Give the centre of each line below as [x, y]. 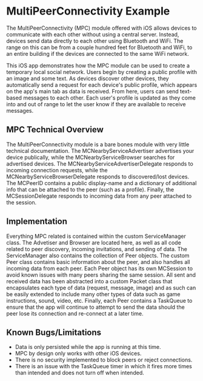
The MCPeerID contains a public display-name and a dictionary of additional [101, 183]
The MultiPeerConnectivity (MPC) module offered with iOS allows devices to [101, 28]
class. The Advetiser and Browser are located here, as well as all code [94, 242]
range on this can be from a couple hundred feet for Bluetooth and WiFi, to [99, 47]
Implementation [37, 222]
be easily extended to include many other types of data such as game [93, 294]
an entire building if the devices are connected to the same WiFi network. [98, 53]
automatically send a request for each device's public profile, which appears [102, 85]
